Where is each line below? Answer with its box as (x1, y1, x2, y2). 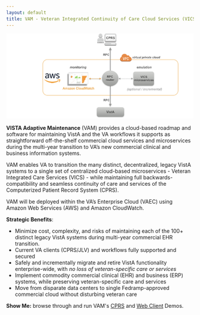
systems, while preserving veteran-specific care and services (14, 278, 167, 285)
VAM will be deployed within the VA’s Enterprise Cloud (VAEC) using (6, 198, 173, 205)
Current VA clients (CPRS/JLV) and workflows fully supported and (14, 247, 177, 253)
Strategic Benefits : (6, 216, 54, 223)
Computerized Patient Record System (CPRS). (6, 186, 119, 194)
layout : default (6, 10, 46, 15)
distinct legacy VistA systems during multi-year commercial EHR (14, 234, 173, 241)
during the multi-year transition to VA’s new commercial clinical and (6, 144, 171, 150)
